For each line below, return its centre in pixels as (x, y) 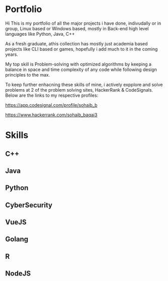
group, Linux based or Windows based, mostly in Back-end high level (77, 28)
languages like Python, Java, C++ (40, 34)
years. (12, 54)
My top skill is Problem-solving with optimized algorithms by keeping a (78, 64)
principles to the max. (28, 75)
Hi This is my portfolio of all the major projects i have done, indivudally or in (83, 23)
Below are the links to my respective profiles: (52, 95)
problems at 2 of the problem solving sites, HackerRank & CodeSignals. (79, 90)
